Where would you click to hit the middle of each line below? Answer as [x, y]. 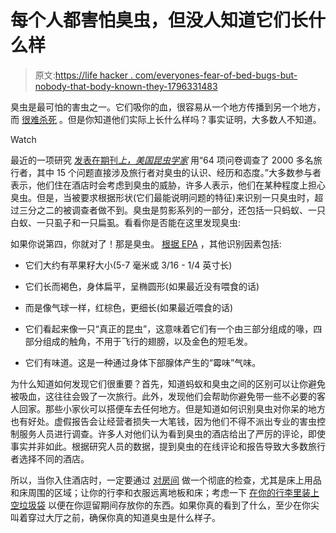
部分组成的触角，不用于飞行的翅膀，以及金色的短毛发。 [138, 341]
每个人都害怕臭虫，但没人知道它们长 [159, 20]
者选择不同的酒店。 [50, 458]
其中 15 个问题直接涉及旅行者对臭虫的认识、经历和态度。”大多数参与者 [179, 172]
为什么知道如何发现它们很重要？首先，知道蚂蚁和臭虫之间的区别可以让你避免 [168, 383]
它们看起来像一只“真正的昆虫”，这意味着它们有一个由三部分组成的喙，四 [173, 328]
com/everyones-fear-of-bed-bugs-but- [216, 75]
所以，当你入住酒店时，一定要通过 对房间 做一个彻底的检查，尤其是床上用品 [166, 480]
